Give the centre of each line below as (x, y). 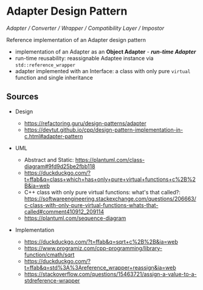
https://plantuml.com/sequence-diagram (75, 218)
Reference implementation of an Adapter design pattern (76, 40)
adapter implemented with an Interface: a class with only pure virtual (103, 71)
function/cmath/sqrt (49, 255)
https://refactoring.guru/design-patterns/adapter (85, 123)
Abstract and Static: (49, 160)
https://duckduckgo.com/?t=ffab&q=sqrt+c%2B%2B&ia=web (101, 241)
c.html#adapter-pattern (53, 136)
